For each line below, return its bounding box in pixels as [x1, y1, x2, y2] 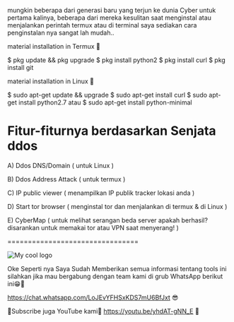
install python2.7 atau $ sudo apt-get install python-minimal [18, 98, 192, 107]
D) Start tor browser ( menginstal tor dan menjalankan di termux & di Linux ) [7, 202, 228, 210]
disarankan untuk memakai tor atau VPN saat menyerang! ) [7, 223, 179, 232]
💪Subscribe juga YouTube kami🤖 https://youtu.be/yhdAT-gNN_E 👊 [7, 306, 199, 315]
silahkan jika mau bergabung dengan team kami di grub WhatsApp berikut [7, 272, 223, 280]
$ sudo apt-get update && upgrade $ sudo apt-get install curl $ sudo [7, 91, 207, 99]
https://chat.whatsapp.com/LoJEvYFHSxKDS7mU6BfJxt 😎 [7, 293, 179, 302]
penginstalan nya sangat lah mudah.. [7, 28, 115, 37]
